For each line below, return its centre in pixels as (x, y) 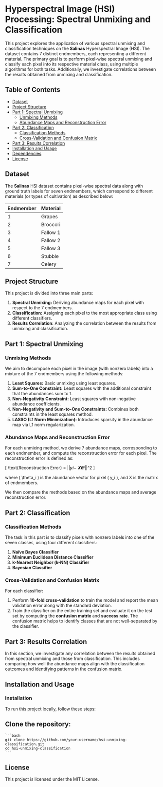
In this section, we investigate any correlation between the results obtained (80, 654)
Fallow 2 (51, 240)
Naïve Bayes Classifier (36, 552)
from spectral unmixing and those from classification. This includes (72, 659)
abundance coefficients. (36, 404)
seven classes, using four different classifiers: (51, 543)
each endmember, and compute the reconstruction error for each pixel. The (81, 453)
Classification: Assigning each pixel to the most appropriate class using (84, 313)
